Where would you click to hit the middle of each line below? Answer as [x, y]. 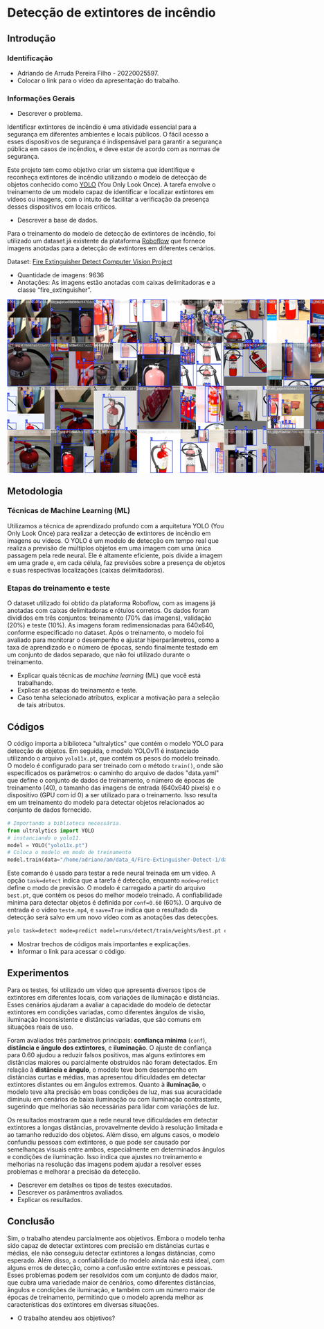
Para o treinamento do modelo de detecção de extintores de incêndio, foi [111, 234]
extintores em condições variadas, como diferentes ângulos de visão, [106, 1012]
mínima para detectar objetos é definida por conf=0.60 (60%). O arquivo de [114, 903]
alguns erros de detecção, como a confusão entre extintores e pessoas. [110, 1267]
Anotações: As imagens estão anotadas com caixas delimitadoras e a [116, 283]
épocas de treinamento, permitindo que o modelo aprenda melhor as [105, 1297]
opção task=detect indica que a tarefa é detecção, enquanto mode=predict [113, 880]
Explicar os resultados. [50, 1199]
